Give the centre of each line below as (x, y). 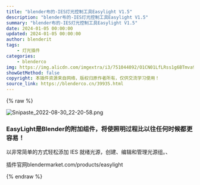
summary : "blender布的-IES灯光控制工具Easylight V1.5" (72, 23)
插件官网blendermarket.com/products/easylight (65, 165)
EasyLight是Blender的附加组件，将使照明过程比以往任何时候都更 (99, 129)
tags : (13, 45)
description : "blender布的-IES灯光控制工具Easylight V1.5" (77, 17)
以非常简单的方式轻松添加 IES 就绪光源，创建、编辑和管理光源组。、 (89, 152)
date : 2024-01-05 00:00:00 (40, 28)
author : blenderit (29, 39)
